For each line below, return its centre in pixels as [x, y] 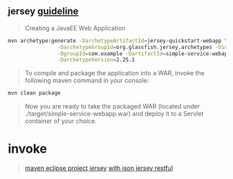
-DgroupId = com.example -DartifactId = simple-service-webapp [144, 54]
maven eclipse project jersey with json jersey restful [99, 168]
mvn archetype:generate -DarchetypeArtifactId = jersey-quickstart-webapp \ [118, 41]
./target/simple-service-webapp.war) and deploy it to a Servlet [114, 114]
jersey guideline [43, 11]
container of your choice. [61, 121]
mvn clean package [34, 93]
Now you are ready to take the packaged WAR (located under [112, 106]
